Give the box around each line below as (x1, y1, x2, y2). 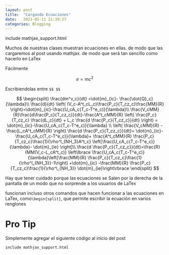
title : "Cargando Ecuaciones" (5, 12, 71, 17)
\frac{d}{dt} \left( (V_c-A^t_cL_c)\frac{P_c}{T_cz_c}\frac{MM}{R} (30, 101, 164, 107)
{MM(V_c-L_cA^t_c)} (25, 149, 67, 155)
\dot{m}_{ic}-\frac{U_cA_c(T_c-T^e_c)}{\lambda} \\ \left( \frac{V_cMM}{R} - (7, 122, 163, 129)
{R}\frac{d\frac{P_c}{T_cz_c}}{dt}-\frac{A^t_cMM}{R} (13, 111, 124, 117)
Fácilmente (5, 66, 28, 72)
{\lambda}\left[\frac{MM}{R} (27, 154, 87, 160)
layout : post (5, 7, 33, 13)
